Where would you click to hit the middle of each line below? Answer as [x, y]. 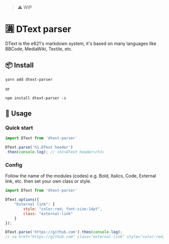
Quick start [19, 128]
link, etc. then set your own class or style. [48, 181]
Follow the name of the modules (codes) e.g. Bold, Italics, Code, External [81, 176]
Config [14, 165]
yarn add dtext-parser [29, 79]
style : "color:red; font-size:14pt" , [63, 209]
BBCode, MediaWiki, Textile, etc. [39, 49]
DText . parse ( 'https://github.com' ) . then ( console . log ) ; [64, 232]
